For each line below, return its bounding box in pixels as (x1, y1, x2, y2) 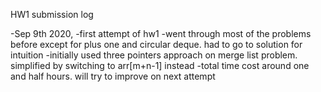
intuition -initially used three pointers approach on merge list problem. (10, 49, 298, 61)
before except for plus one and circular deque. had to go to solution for (10, 39, 303, 50)
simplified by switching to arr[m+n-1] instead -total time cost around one (10, 60, 310, 71)
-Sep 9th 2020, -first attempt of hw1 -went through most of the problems (10, 28, 312, 39)
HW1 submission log (10, 9, 94, 20)
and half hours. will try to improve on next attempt (10, 70, 216, 82)
